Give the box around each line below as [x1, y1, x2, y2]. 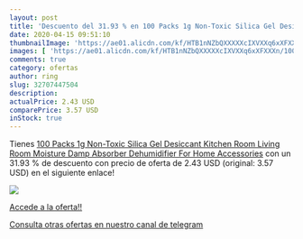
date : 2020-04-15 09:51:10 [9, 30, 111, 39]
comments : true [9, 55, 67, 64]
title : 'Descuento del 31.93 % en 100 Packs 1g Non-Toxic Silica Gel [9, 22, 277, 31]
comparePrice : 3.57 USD [9, 106, 99, 115]
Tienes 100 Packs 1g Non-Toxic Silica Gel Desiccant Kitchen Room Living [9, 139, 280, 150]
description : [9, 88, 59, 97]
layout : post [9, 13, 59, 23]
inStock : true [9, 114, 63, 123]
